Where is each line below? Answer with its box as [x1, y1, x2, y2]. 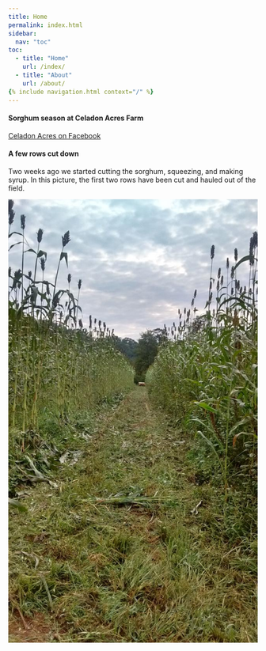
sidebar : [8, 29, 37, 37]
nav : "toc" [15, 38, 51, 46]
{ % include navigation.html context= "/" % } [8, 88, 154, 96]
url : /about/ [22, 79, 66, 87]
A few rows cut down [8, 149, 79, 158]
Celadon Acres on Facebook [8, 131, 101, 140]
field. [8, 183, 25, 193]
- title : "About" [15, 71, 73, 79]
